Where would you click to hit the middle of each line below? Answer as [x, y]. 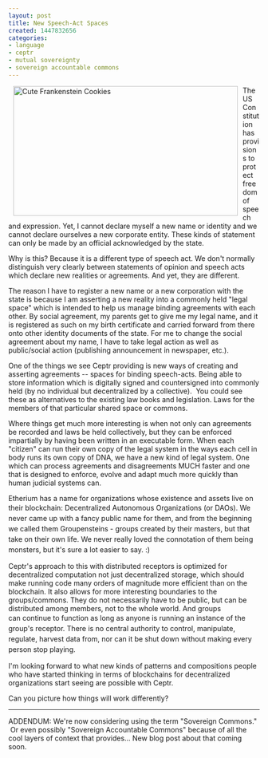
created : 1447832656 [43, 30]
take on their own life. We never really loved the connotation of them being [131, 539]
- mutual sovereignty [44, 61]
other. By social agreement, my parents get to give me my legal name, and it [133, 316]
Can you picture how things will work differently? [89, 698]
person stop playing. [42, 649]
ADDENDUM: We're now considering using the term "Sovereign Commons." [133, 721]
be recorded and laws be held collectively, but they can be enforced [120, 432]
